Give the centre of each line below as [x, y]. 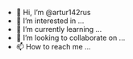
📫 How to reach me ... [53, 47]
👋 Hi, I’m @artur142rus [53, 12]
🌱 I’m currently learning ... [59, 29]
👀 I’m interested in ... [50, 21]
